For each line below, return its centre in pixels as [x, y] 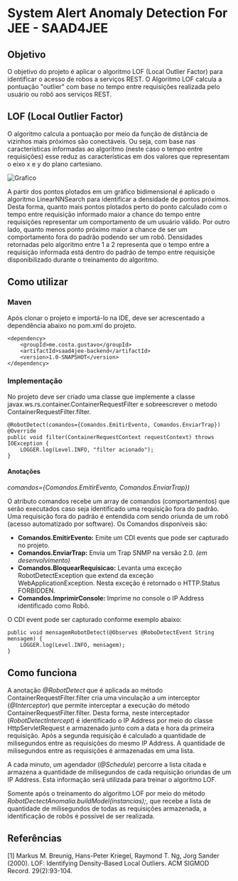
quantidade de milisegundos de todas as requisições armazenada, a [107, 808]
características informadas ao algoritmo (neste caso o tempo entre [105, 149]
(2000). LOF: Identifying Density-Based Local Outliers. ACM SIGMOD [108, 863]
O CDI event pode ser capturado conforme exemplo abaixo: [95, 619]
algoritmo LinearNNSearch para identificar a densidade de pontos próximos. [119, 199]
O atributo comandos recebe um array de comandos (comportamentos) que [119, 501]
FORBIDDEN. [36, 591]
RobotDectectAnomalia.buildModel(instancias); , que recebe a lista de [109, 801]
